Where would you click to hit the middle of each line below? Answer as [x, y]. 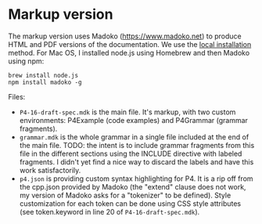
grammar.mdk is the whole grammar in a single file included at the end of [134, 137]
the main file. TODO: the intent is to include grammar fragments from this [137, 145]
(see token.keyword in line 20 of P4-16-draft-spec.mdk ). [109, 211]
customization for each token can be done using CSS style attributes [130, 203]
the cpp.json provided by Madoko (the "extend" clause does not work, [133, 186]
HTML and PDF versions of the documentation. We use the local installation [130, 44]
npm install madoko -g [45, 82]
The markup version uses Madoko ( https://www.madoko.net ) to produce [125, 36]
